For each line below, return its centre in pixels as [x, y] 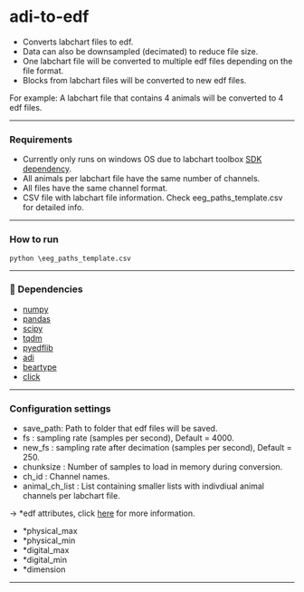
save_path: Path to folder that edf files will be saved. [120, 429]
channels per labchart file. [71, 496]
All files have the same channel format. [95, 189]
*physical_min [49, 540]
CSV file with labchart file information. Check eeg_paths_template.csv [152, 198]
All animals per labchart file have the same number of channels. [141, 179]
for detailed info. [53, 208]
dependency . [47, 169]
